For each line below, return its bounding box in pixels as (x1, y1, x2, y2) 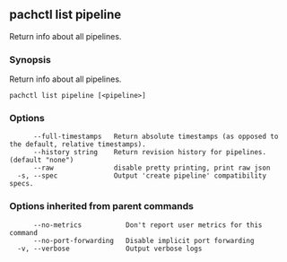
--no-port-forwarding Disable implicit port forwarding (32, 236, 255, 245)
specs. (9, 179, 34, 188)
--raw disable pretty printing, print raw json (32, 163, 271, 173)
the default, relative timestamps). (9, 140, 146, 149)
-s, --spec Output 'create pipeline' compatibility (17, 171, 267, 180)
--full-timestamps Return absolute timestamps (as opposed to (32, 132, 279, 142)
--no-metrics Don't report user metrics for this (32, 220, 263, 230)
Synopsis (9, 53, 51, 65)
